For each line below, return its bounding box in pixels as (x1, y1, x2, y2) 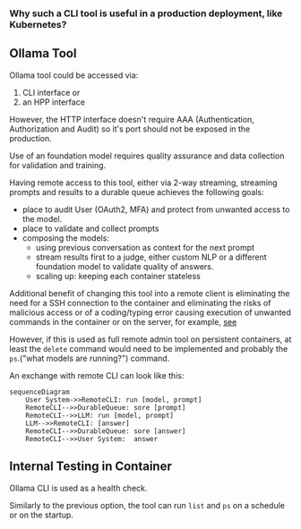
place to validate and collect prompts (21, 223, 159, 234)
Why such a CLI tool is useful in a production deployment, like (9, 7, 283, 20)
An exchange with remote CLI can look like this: (9, 370, 185, 380)
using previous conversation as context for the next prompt (35, 242, 255, 252)
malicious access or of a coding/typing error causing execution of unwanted (9, 307, 291, 318)
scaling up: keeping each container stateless (35, 270, 202, 281)
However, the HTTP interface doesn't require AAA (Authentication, (9, 114, 255, 124)
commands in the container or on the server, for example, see (9, 316, 237, 327)
